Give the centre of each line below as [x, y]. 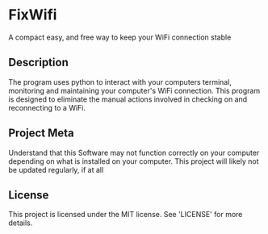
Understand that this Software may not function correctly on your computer [134, 153]
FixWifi [33, 15]
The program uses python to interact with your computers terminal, [120, 81]
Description [38, 63]
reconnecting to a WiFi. [47, 107]
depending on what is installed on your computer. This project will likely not [134, 161]
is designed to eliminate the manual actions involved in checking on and [128, 99]
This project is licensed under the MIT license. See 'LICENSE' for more [126, 215]
